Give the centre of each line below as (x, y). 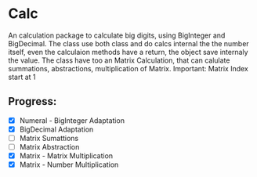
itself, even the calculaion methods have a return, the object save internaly (128, 52)
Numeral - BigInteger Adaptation (72, 120)
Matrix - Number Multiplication (69, 164)
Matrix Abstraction (49, 146)
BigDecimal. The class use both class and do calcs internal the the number (128, 43)
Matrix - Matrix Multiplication (66, 156)
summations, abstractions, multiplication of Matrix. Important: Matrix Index (128, 68)
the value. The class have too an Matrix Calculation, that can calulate (119, 60)
